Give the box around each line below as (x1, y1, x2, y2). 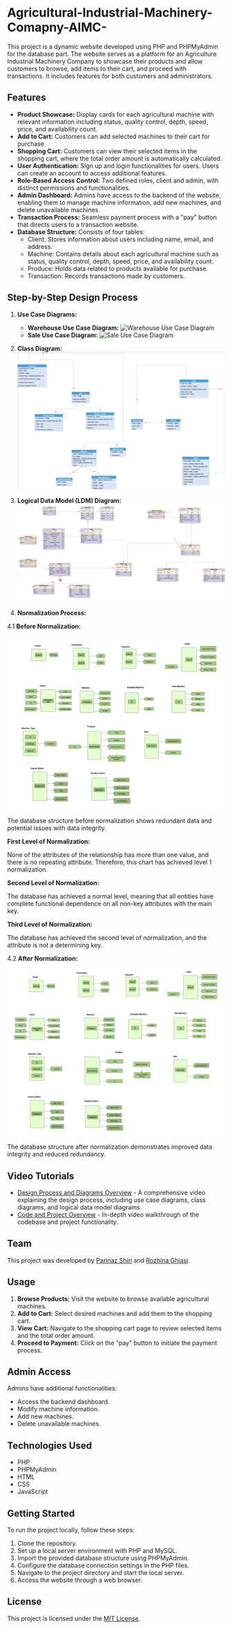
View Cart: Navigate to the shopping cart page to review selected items (17, 1324, 222, 1332)
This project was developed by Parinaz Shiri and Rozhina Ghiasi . (7, 1256, 190, 1264)
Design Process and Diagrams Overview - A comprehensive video (17, 1189, 206, 1197)
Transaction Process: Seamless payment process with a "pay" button (17, 213, 217, 221)
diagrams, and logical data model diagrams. (17, 1203, 142, 1212)
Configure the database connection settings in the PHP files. (17, 1561, 190, 1570)
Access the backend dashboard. (17, 1397, 110, 1406)
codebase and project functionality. (17, 1218, 119, 1226)
